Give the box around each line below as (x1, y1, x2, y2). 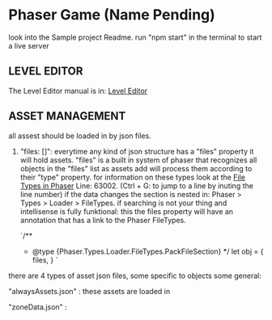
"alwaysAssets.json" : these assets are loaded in (8, 286, 171, 296)
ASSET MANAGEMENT (8, 109, 126, 123)
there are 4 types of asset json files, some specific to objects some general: (8, 271, 261, 280)
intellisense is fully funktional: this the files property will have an (19, 206, 233, 216)
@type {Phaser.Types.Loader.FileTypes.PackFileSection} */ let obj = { (32, 246, 264, 256)
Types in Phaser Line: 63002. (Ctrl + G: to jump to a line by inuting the (19, 180, 253, 191)
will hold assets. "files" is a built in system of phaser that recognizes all (19, 155, 257, 165)
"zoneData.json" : (8, 301, 67, 312)
